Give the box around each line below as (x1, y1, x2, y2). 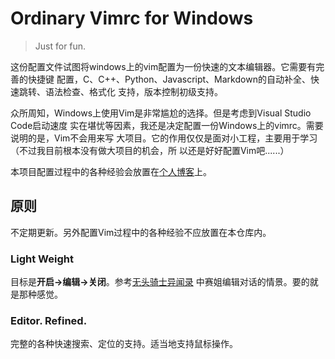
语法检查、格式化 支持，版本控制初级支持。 (44, 85, 223, 97)
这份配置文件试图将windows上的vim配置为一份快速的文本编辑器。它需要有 (10, 60, 317, 72)
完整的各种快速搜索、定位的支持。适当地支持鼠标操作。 (10, 338, 238, 350)
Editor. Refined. (10, 313, 88, 327)
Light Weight (10, 252, 74, 266)
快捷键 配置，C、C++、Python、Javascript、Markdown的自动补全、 (27, 73, 311, 85)
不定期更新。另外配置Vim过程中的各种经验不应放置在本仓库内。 (10, 226, 272, 238)
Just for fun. (34, 40, 87, 52)
